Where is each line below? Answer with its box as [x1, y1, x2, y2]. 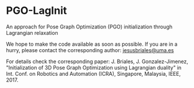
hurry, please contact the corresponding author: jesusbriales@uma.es [6, 46, 174, 53]
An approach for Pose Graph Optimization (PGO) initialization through [6, 23, 173, 30]
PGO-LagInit [6, 4, 67, 17]
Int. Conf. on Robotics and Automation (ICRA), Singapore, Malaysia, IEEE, [6, 70, 181, 77]
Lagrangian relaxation [6, 29, 58, 36]
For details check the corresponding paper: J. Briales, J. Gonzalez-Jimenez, [6, 58, 188, 65]
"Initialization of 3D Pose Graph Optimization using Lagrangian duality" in [6, 64, 182, 71]
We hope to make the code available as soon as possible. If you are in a [6, 41, 178, 47]
